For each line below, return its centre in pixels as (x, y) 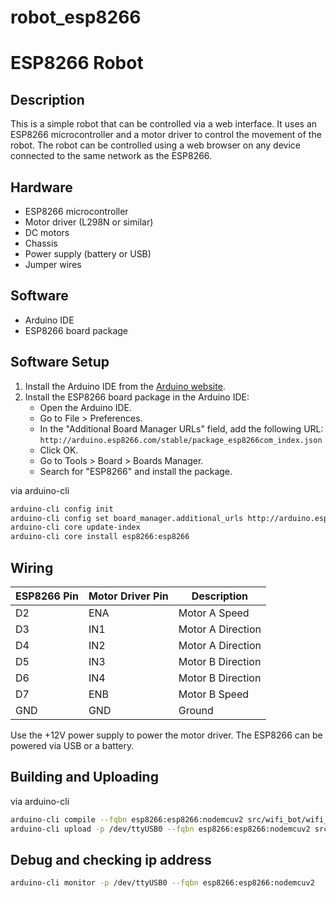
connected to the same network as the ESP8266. (111, 156)
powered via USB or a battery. (72, 745)
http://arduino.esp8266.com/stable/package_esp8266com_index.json (181, 440)
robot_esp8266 (76, 17)
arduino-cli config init (62, 509)
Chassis (41, 243)
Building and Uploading (84, 777)
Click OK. (59, 450)
